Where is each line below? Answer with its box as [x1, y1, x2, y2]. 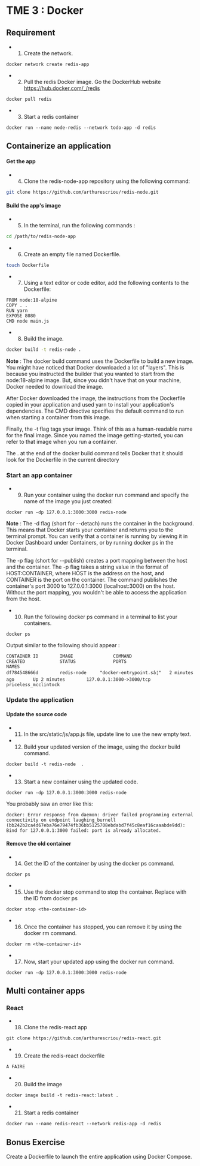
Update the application [6, 696, 74, 704]
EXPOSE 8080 [6, 313, 36, 319]
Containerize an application [6, 141, 112, 151]
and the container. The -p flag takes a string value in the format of [6, 563, 168, 570]
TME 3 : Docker [6, 4, 84, 17]
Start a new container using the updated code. [23, 778, 139, 785]
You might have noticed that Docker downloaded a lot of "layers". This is [6, 364, 184, 371]
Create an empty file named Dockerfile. [23, 250, 121, 258]
